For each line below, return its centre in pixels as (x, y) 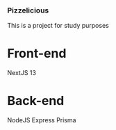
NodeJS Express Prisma (42, 120)
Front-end (37, 54)
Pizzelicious (28, 10)
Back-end (36, 101)
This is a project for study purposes (58, 26)
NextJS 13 (22, 73)
